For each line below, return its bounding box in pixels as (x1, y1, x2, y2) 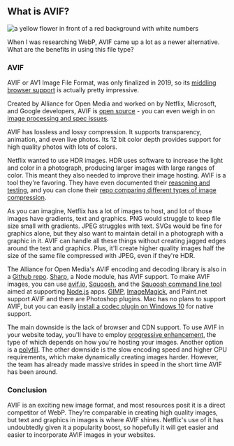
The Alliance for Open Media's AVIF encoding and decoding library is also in (7, 265, 227, 273)
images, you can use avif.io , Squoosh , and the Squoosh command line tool (7, 280, 222, 289)
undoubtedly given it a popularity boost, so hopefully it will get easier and (7, 423, 219, 432)
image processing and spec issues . (7, 115, 110, 123)
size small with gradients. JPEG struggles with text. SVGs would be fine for (7, 222, 222, 230)
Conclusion (7, 385, 47, 395)
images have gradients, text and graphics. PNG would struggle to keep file (7, 215, 221, 223)
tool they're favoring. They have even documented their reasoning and (7, 178, 211, 187)
